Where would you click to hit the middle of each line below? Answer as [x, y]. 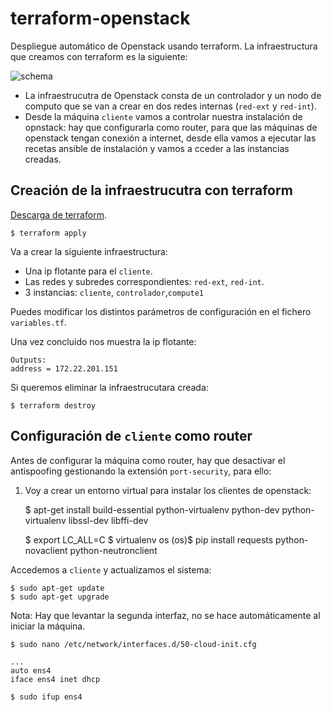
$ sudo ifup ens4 [46, 697]
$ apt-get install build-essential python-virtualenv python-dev [152, 509]
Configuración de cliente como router [131, 436]
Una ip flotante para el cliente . [88, 271]
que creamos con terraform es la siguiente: [99, 56]
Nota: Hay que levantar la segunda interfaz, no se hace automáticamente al [165, 615]
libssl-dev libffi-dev [108, 520]
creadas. [43, 159]
